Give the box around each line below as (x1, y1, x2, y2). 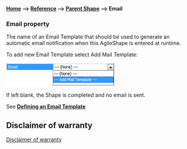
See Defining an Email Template (6, 103, 86, 110)
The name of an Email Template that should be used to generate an (6, 33, 170, 40)
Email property (6, 20, 50, 28)
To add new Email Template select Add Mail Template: (6, 51, 138, 58)
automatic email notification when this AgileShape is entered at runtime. (6, 40, 182, 47)
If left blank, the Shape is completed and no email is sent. (6, 91, 146, 99)
